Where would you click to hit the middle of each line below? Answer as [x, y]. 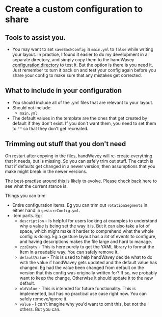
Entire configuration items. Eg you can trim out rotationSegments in [80, 205]
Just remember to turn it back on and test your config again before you [84, 70]
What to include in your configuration [63, 91]
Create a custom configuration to [74, 9]
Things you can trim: [26, 195]
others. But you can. [40, 309]
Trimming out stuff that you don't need [66, 144]
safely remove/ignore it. [43, 299]
